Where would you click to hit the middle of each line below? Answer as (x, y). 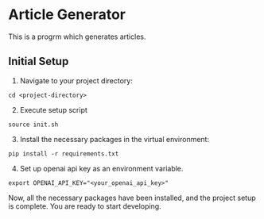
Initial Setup (39, 61)
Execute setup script (53, 109)
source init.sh (33, 125)
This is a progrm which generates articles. (77, 36)
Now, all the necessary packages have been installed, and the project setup (132, 198)
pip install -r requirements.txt (64, 154)
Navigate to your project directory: (76, 80)
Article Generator (67, 15)
